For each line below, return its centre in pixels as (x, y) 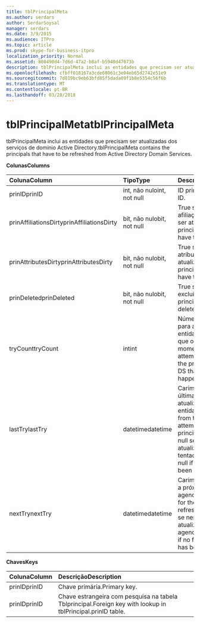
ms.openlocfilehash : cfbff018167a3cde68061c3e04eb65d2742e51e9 (86, 73)
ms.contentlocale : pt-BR (37, 90)
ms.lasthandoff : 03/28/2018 (41, 95)
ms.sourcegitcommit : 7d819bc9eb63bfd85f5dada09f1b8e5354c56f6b (86, 78)
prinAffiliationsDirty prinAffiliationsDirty (63, 222)
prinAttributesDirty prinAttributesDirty (61, 262)
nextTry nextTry (30, 513)
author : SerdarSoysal (33, 23)
